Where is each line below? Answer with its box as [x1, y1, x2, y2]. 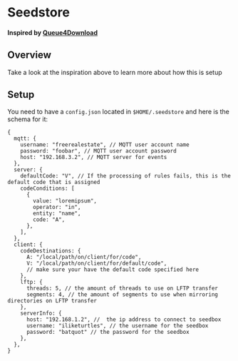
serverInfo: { [20, 310, 62, 317]
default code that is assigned [7, 179, 100, 186]
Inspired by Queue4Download [7, 28, 98, 36]
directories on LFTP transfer [7, 298, 98, 305]
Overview [7, 49, 52, 61]
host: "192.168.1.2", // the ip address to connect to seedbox [26, 316, 222, 323]
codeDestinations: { [20, 248, 81, 255]
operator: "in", [33, 204, 81, 211]
